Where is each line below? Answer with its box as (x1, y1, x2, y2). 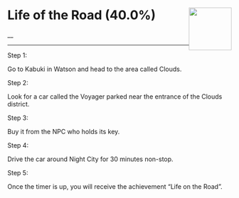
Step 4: (7, 141, 29, 149)
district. (7, 99, 30, 108)
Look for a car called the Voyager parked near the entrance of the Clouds (7, 92, 223, 101)
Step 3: (7, 114, 28, 122)
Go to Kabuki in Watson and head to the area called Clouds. (7, 65, 182, 73)
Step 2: (7, 78, 28, 87)
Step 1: (7, 50, 27, 60)
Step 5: (7, 168, 28, 177)
